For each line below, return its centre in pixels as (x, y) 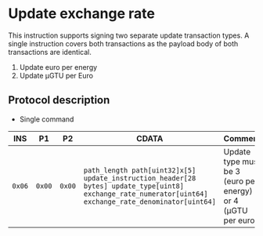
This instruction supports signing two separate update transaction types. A (129, 35)
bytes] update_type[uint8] (133, 186)
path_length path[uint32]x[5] (140, 170)
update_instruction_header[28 (140, 178)
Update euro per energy (58, 67)
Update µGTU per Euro (56, 75)
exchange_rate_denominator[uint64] (150, 202)
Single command (47, 119)
